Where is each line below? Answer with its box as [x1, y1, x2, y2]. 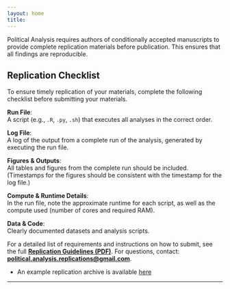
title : [7, 16, 26, 23]
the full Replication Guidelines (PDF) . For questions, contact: [7, 247, 180, 255]
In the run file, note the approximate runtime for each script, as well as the [7, 199, 216, 208]
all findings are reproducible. [7, 49, 88, 58]
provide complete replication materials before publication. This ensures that [7, 42, 221, 51]
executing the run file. [7, 143, 69, 151]
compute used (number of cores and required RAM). [7, 206, 155, 214]
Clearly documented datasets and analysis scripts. [7, 227, 150, 235]
